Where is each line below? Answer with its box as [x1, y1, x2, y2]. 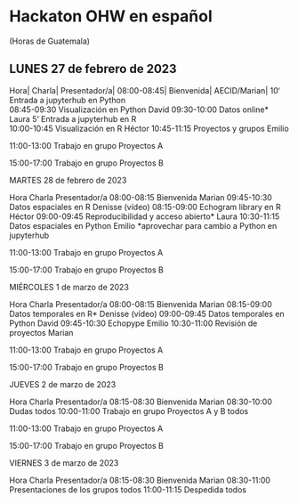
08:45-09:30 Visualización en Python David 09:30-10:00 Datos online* [9, 104, 270, 115]
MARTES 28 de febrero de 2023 [9, 175, 127, 185]
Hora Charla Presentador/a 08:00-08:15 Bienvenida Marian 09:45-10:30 [9, 191, 273, 202]
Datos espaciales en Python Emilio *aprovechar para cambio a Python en [9, 220, 278, 231]
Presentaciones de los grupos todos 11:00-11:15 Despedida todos [9, 484, 247, 495]
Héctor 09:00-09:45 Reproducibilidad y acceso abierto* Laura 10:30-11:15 [9, 211, 280, 222]
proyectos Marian [9, 327, 74, 337]
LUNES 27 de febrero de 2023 [9, 61, 177, 77]
